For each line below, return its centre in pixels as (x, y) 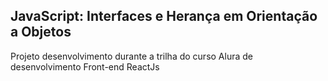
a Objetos (41, 32)
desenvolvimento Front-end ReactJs (85, 66)
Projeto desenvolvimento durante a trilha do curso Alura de (131, 56)
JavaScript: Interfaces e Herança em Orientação (164, 16)
